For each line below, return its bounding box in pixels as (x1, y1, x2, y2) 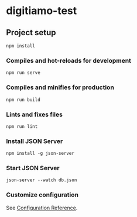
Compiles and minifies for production (6, 83, 114, 91)
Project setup (6, 28, 57, 38)
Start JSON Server (6, 164, 60, 172)
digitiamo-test (6, 4, 77, 18)
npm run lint (6, 123, 38, 130)
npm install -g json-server (6, 151, 75, 157)
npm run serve (6, 70, 41, 76)
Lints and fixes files (6, 110, 63, 118)
